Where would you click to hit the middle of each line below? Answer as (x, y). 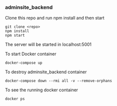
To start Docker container (31, 54)
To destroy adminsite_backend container (46, 72)
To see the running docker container (42, 90)
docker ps (15, 99)
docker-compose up (24, 63)
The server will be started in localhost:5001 (48, 44)
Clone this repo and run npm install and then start (55, 18)
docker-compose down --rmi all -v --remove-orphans (58, 81)
